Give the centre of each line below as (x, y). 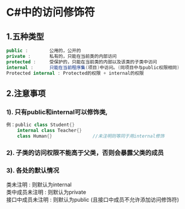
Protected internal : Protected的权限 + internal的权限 (75, 73)
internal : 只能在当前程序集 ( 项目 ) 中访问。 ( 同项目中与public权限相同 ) (93, 67)
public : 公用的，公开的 (44, 51)
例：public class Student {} (41, 125)
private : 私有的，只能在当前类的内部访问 (61, 56)
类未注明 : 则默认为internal (39, 184)
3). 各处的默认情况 (33, 170)
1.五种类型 (25, 36)
